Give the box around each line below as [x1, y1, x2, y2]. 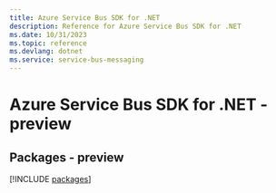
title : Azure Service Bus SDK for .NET [9, 13, 161, 23]
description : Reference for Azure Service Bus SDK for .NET [9, 22, 242, 31]
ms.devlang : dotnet [9, 47, 84, 56]
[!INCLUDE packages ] [9, 174, 92, 184]
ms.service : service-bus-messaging [9, 55, 144, 64]
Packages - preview [9, 150, 124, 165]
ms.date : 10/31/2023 [9, 30, 88, 39]
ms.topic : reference [9, 38, 88, 48]
